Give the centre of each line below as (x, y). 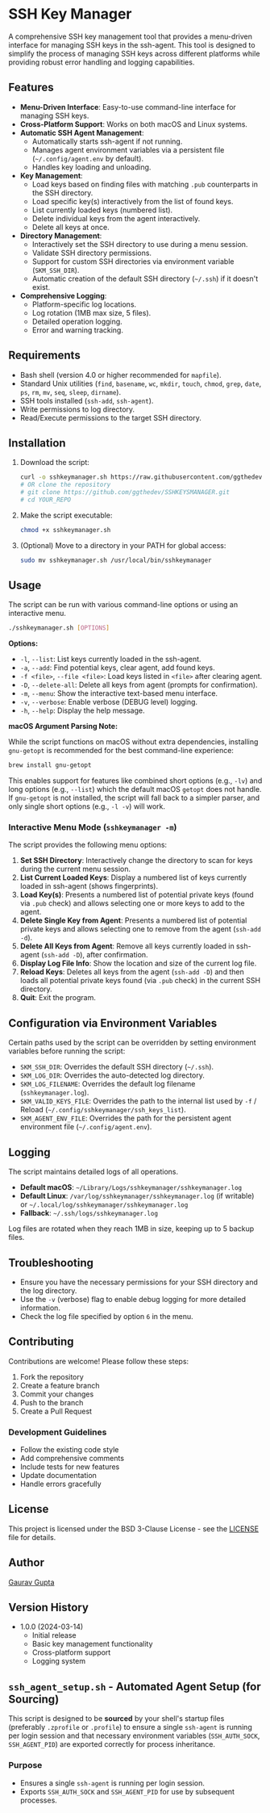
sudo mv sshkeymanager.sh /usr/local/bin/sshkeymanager (116, 560)
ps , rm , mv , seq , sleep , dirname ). (71, 391)
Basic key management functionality (92, 1644)
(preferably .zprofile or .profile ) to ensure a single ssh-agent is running (130, 1727)
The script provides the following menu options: (88, 845)
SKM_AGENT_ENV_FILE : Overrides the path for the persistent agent (126, 1118)
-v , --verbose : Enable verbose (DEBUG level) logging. (109, 702)
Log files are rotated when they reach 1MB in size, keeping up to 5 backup (131, 1229)
